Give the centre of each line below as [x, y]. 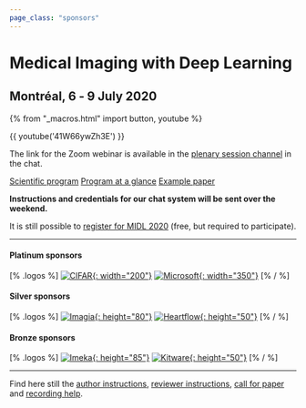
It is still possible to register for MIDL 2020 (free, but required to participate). [153, 226]
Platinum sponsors [46, 255]
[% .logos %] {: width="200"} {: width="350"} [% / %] [149, 275]
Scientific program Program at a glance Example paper [112, 181]
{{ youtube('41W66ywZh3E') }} [67, 136]
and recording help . [46, 393]
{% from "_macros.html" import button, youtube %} [106, 118]
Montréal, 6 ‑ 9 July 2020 [83, 97]
